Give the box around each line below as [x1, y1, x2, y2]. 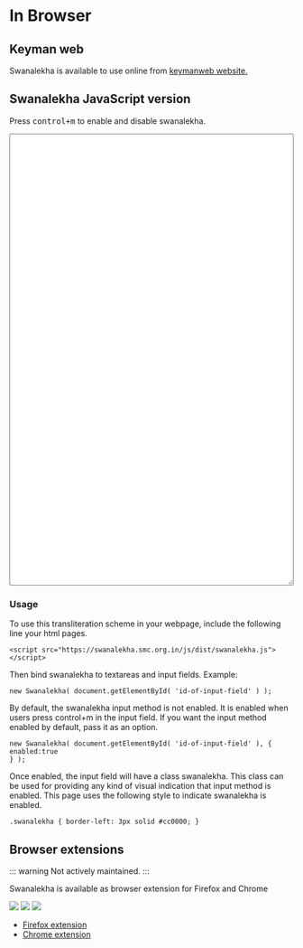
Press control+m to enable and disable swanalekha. [9, 115, 206, 127]
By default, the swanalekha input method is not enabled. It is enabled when [9, 702, 289, 714]
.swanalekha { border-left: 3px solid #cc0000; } [9, 817, 200, 827]
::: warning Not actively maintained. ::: [9, 865, 151, 877]
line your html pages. [9, 628, 87, 639]
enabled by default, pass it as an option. [9, 722, 159, 733]
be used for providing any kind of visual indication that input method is [9, 781, 271, 792]
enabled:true [9, 747, 59, 756]
